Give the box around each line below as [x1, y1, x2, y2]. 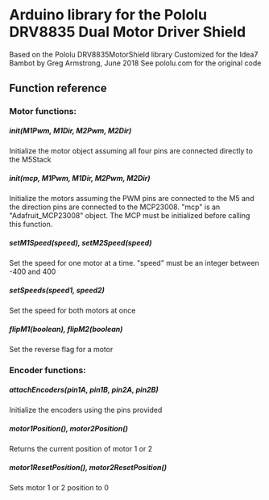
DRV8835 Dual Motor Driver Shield [9, 23, 246, 41]
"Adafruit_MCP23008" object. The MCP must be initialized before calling [9, 211, 250, 221]
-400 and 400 [9, 267, 56, 276]
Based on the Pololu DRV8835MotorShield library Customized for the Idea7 [9, 49, 259, 59]
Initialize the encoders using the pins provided [9, 405, 163, 414]
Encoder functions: [9, 365, 87, 376]
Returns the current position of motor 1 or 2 [9, 443, 152, 453]
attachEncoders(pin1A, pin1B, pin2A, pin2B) [9, 384, 159, 394]
